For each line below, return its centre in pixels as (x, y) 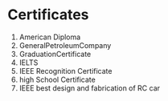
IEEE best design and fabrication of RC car (90, 88)
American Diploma (50, 37)
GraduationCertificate (55, 54)
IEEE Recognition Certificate (66, 71)
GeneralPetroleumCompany (65, 45)
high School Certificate (57, 79)
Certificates (48, 15)
